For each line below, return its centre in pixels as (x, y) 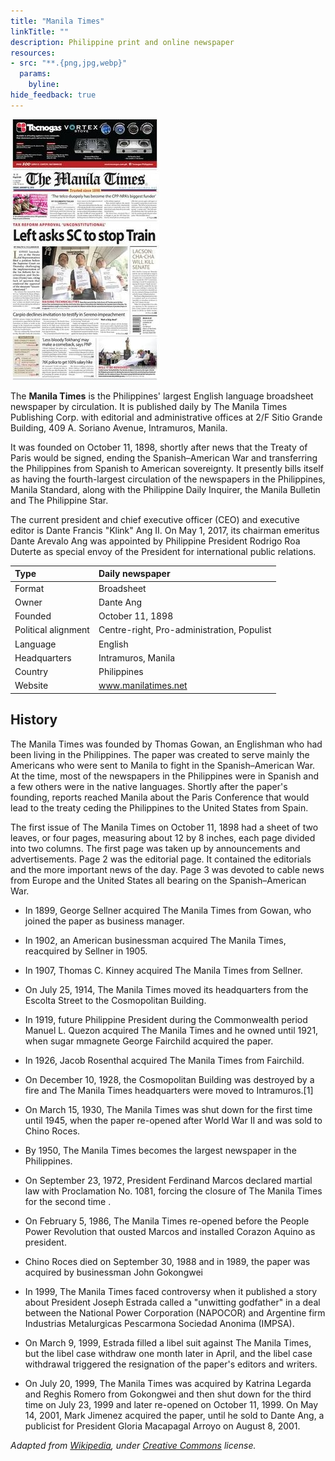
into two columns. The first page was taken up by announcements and (155, 848)
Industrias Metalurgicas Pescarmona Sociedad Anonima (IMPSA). (159, 1323)
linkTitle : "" (40, 31)
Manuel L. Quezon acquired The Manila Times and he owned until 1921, (171, 1030)
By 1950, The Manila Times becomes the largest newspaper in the (160, 1150)
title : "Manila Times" (57, 21)
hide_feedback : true (53, 95)
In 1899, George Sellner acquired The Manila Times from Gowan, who (168, 910)
